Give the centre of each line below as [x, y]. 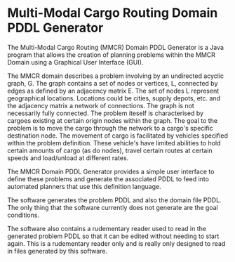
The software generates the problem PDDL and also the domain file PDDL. [115, 200]
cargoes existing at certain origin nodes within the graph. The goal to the [113, 120]
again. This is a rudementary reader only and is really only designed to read [116, 243]
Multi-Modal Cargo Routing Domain [113, 13]
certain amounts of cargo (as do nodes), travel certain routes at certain [110, 150]
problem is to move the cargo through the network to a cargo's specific [110, 128]
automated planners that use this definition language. [84, 186]
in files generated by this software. [57, 251]
